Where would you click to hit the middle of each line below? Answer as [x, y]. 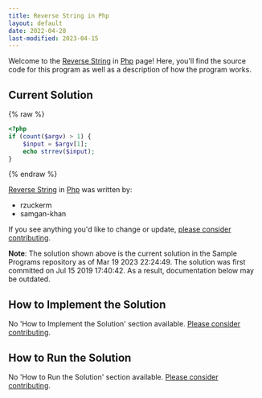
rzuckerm [36, 205]
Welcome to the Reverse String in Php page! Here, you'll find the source [127, 61]
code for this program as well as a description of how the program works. [130, 70]
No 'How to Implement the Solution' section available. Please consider [125, 324]
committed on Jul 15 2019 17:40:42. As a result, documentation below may [131, 271]
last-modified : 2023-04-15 [53, 38]
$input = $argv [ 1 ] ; [55, 144]
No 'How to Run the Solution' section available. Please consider [113, 377]
